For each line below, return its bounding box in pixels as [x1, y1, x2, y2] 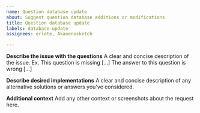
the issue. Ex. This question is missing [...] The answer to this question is [6, 59, 186, 66]
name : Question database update [6, 8, 87, 15]
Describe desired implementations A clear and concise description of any [6, 77, 191, 84]
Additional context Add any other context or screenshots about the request [6, 95, 194, 102]
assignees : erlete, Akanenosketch [6, 31, 93, 37]
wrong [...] [6, 65, 32, 72]
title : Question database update [6, 20, 90, 26]
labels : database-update [6, 25, 68, 32]
